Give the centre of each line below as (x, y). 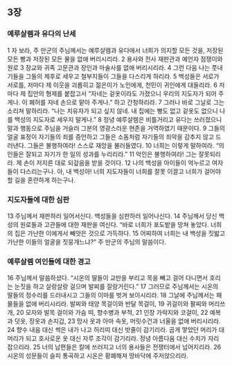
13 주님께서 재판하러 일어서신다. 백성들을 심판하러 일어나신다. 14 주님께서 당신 (112, 216)
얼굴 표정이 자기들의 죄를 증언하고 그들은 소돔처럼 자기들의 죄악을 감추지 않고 (111, 136)
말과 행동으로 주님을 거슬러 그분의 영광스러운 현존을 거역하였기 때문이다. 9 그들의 (116, 128)
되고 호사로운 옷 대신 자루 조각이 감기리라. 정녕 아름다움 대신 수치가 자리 (122, 338)
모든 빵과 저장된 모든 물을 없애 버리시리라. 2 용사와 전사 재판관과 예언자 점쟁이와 (115, 59)
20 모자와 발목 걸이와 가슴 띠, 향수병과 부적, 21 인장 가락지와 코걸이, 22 (112, 313)
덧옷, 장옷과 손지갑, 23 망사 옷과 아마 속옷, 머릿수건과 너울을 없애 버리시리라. (117, 321)
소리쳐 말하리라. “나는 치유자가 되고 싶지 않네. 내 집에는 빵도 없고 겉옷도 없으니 (113, 111)
